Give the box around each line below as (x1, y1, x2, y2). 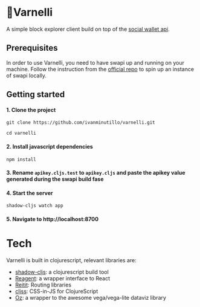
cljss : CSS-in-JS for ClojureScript (15, 287, 98, 295)
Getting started (6, 89, 65, 100)
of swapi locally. (6, 72, 47, 79)
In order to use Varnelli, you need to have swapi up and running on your (6, 59, 184, 66)
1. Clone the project (6, 106, 56, 114)
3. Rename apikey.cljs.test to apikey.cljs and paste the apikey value (6, 169, 185, 176)
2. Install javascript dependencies (6, 143, 94, 150)
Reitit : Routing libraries (15, 281, 71, 288)
